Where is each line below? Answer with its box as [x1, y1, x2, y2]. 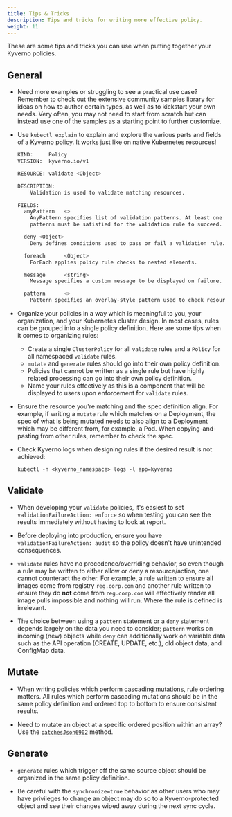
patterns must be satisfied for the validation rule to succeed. [30, 221, 223, 228]
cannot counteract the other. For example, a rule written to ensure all [17, 574, 213, 582]
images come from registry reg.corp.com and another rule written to [17, 581, 211, 589]
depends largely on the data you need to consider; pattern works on [17, 624, 213, 632]
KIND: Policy [17, 152, 68, 159]
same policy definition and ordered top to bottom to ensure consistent [17, 699, 217, 708]
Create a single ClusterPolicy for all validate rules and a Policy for [27, 345, 220, 353]
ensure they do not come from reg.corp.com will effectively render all [17, 589, 215, 597]
